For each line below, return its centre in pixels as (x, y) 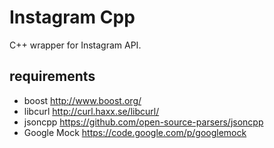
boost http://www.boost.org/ (82, 100)
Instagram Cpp (72, 17)
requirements (52, 76)
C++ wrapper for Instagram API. (75, 45)
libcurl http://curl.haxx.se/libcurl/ (91, 111)
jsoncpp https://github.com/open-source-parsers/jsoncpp (143, 122)
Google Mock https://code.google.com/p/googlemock (135, 132)
